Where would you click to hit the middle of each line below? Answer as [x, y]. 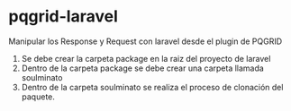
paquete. [38, 97]
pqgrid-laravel [64, 17]
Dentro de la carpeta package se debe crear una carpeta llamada [143, 68]
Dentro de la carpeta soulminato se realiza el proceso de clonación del [152, 87]
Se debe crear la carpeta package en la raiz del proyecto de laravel [146, 58]
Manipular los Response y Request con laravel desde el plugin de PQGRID [145, 41]
